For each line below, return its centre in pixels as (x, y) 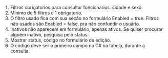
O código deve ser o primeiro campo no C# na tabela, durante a (77, 45)
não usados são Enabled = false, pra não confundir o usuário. (75, 24)
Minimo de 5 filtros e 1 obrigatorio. (46, 13)
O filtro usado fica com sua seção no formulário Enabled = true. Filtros (84, 18)
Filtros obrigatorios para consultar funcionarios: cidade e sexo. (77, 7)
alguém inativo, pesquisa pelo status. (49, 35)
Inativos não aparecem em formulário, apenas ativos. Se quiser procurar (86, 29)
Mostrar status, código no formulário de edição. (60, 40)
